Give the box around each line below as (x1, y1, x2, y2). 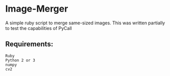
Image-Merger (5, 3, 68, 15)
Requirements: (5, 40, 54, 49)
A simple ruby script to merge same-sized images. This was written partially (5, 20, 165, 26)
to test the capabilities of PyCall (5, 25, 72, 31)
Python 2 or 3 (5, 58, 36, 63)
